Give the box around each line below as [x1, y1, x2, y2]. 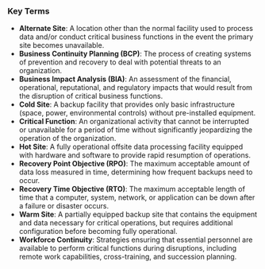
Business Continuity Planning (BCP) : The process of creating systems [18, 49, 252, 59]
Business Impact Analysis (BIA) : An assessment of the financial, [18, 74, 232, 84]
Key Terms [7, 6, 50, 17]
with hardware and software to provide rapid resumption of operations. [18, 150, 252, 160]
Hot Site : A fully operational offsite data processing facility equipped [18, 142, 244, 152]
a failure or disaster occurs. [18, 201, 109, 211]
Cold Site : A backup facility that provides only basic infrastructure [18, 99, 236, 109]
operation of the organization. [18, 134, 117, 143]
